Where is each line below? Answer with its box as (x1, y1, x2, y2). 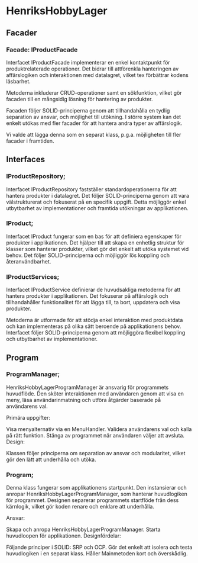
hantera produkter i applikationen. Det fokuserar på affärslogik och (6, 292, 168, 300)
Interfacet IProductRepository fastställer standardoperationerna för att (6, 185, 177, 193)
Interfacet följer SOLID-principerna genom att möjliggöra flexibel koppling (6, 329, 186, 336)
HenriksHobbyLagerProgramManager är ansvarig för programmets (6, 384, 169, 391)
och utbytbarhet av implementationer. (6, 336, 98, 343)
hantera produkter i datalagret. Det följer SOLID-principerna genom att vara (6, 192, 189, 199)
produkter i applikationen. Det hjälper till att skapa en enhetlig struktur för (6, 239, 184, 246)
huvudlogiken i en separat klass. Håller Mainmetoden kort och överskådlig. (6, 550, 188, 557)
